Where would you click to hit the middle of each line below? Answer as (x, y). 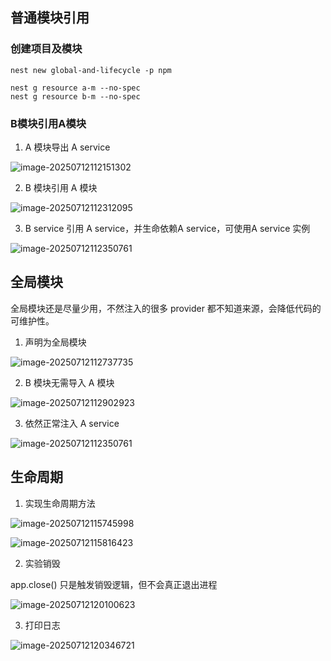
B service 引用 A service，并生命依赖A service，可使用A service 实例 (167, 228)
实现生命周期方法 (60, 503)
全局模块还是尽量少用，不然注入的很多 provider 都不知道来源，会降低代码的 (166, 308)
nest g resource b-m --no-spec (75, 96)
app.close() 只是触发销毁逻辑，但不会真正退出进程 (114, 584)
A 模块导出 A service (67, 147)
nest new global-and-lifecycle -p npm (91, 70)
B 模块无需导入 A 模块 (69, 382)
